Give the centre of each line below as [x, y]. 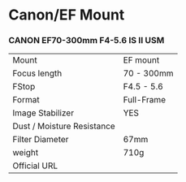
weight [26, 153]
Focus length [37, 73]
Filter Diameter [41, 140]
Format [26, 100]
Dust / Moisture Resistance [64, 126]
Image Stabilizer [43, 113]
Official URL [35, 166]
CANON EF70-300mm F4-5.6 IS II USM [87, 41]
